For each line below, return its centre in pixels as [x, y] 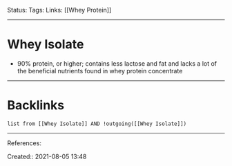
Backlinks [36, 105]
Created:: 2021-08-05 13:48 [47, 156]
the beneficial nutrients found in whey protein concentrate [100, 71]
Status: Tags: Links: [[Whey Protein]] [59, 10]
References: [24, 143]
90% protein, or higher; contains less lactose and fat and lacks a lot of [117, 63]
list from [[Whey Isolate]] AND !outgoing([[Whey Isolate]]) [97, 124]
